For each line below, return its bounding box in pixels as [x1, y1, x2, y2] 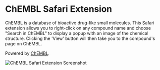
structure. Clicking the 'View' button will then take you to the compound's [5, 35, 155, 41]
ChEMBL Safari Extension [5, 3, 112, 15]
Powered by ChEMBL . [5, 50, 50, 56]
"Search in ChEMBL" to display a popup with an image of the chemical [5, 30, 149, 36]
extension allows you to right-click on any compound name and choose [5, 25, 151, 31]
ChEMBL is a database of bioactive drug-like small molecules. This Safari [5, 20, 155, 26]
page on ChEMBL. [5, 40, 42, 46]
